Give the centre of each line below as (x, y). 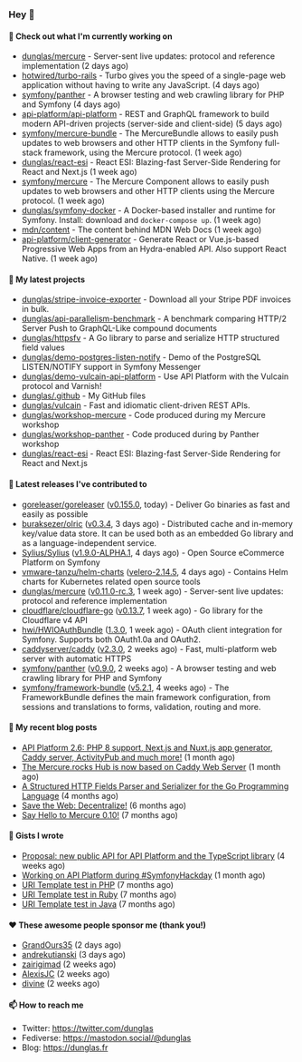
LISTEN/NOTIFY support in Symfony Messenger (111, 367)
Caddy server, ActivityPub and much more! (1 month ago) (128, 757)
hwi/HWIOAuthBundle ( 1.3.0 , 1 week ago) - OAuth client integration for (152, 629)
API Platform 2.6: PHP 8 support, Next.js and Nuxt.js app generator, (147, 747)
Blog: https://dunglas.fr (65, 1047)
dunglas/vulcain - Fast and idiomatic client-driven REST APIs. (136, 405)
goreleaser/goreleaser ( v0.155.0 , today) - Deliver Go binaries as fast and (156, 504)
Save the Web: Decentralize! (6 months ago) (104, 805)
